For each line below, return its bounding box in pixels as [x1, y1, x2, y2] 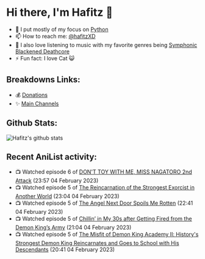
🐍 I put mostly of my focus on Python [15, 26, 109, 33]
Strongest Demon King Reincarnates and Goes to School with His [15, 239, 179, 247]
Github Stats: [6, 118, 58, 129]
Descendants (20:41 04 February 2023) [15, 246, 115, 254]
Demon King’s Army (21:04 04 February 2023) [15, 224, 132, 231]
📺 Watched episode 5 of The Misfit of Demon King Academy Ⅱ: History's [15, 231, 199, 238]
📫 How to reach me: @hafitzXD [15, 32, 96, 40]
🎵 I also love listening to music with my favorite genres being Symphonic [15, 41, 198, 48]
